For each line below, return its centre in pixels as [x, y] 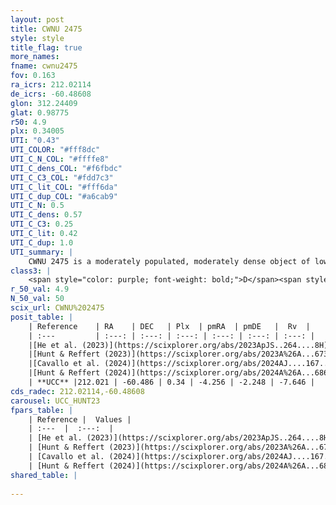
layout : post [37, 19]
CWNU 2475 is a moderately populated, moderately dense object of [169, 261]
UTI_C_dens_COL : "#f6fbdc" [66, 168]
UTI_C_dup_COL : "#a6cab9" [64, 196]
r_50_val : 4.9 [40, 289]
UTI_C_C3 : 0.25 [42, 224]
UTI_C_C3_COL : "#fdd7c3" [62, 177]
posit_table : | [42, 317]
